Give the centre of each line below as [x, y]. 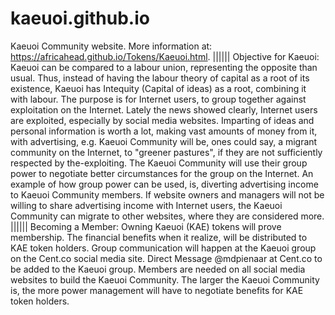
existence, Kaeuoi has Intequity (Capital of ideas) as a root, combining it [158, 88]
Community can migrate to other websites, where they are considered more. [167, 216]
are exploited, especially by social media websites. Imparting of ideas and [162, 120]
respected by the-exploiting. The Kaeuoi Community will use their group [159, 163]
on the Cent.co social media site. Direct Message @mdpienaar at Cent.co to [166, 258]
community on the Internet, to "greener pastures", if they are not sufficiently [166, 152]
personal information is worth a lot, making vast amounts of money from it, [164, 131]
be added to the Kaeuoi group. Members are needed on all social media [158, 269]
